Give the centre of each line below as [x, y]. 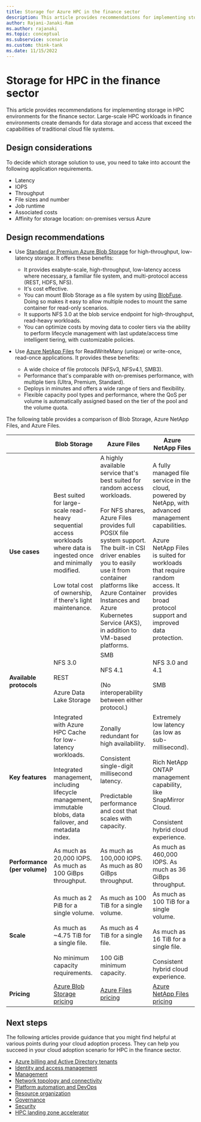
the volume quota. [46, 408]
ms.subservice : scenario [37, 40]
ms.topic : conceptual [33, 34]
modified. [67, 570]
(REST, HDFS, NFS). [48, 282]
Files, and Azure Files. [33, 426]
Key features [28, 777]
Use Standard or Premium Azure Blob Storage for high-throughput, [97, 252]
